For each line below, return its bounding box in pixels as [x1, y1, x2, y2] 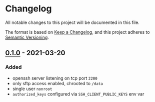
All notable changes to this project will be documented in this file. [5, 19, 140, 25]
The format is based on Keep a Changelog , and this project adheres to [5, 29, 150, 35]
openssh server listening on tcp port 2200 [12, 75, 97, 81]
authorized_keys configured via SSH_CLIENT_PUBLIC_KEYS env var [12, 91, 144, 97]
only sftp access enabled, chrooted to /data [12, 80, 103, 86]
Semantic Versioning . [5, 34, 49, 40]
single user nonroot [12, 86, 52, 92]
